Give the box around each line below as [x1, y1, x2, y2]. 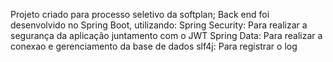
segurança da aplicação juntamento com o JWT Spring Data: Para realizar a [10, 30, 323, 41]
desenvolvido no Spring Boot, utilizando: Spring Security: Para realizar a [10, 19, 308, 31]
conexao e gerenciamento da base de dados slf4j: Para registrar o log [10, 40, 298, 52]
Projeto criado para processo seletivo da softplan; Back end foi [10, 9, 270, 20]
